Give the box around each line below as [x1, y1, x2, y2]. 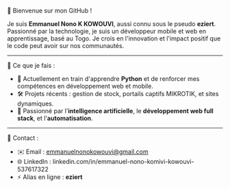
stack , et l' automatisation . [16, 114, 94, 122]
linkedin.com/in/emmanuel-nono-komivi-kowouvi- [52, 158, 194, 165]
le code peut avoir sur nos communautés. [7, 42, 125, 49]
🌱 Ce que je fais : [7, 62, 55, 69]
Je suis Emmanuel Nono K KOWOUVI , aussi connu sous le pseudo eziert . [7, 20, 216, 27]
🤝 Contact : [7, 134, 39, 142]
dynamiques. [16, 99, 54, 108]
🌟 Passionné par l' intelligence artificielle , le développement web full [16, 107, 214, 115]
